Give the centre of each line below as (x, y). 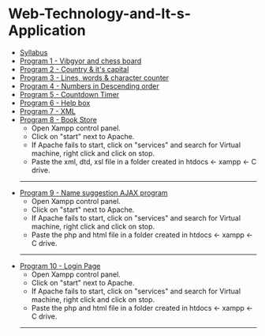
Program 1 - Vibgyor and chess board (80, 61)
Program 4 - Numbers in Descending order (89, 86)
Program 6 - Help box (55, 103)
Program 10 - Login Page (60, 266)
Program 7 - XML (48, 111)
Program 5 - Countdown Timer (69, 94)
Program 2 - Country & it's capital (74, 69)
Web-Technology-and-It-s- (100, 14)
